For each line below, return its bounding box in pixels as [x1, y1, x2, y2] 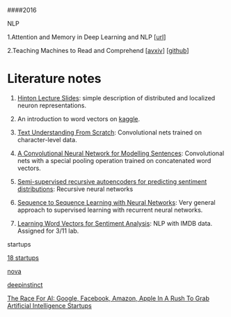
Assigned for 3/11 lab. [17, 226, 79, 235]
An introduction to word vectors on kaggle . [17, 114, 141, 123]
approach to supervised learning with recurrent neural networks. [17, 206, 203, 214]
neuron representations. [17, 101, 87, 109]
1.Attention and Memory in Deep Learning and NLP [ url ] [7, 33, 166, 41]
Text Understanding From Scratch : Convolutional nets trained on [17, 128, 202, 137]
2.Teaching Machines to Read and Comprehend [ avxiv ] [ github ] [7, 47, 189, 54]
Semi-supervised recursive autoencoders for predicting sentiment [17, 177, 207, 185]
